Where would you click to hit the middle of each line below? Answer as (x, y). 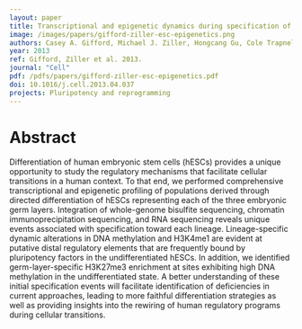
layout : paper (36, 18)
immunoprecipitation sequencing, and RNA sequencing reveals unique (140, 219)
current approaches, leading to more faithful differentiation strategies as (143, 296)
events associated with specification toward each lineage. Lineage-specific (149, 229)
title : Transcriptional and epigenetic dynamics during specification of (151, 26)
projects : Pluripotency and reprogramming (90, 93)
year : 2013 (30, 51)
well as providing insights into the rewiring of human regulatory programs (145, 306)
